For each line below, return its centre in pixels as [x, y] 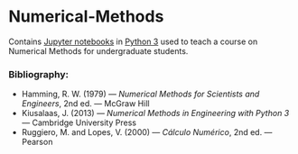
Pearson [37, 142]
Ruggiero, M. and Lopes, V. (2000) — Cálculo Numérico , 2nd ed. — [147, 132]
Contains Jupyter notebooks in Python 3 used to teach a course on [133, 41]
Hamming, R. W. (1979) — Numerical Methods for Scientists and [140, 94]
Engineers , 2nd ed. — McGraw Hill [85, 104]
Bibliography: [39, 74]
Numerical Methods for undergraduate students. [98, 50]
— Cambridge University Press [79, 122]
